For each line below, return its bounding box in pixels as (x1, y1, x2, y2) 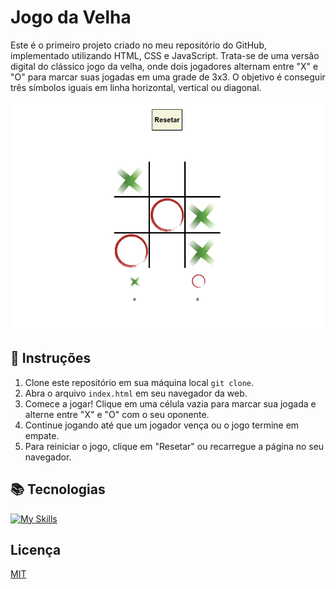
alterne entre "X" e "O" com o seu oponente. (24, 408, 210, 420)
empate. (24, 429, 60, 441)
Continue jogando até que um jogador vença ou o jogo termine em (24, 419, 300, 431)
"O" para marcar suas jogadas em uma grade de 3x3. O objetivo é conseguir (10, 71, 326, 83)
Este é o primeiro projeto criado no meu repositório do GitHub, (10, 39, 267, 51)
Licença (10, 541, 62, 558)
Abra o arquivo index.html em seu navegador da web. (24, 387, 248, 399)
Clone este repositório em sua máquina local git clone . (24, 376, 255, 388)
